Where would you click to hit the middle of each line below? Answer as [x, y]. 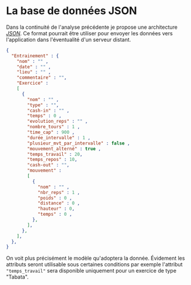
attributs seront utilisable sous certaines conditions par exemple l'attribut [95, 264]
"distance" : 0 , [59, 203]
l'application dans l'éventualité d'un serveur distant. [68, 39]
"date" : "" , [34, 67]
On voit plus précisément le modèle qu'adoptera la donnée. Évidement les [95, 258]
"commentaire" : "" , [42, 78]
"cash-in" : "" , [48, 110]
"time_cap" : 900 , [51, 133]
